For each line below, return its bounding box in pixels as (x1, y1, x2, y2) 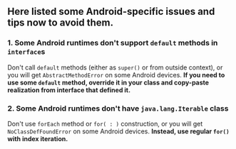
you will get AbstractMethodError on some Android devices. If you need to (7, 70, 225, 79)
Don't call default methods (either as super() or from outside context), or (7, 63, 223, 72)
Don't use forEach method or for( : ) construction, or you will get (7, 119, 203, 128)
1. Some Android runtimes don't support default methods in (7, 38, 218, 48)
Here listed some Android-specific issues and (7, 6, 215, 18)
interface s (7, 47, 46, 57)
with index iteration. (7, 134, 68, 143)
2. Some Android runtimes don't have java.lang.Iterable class (7, 103, 229, 113)
